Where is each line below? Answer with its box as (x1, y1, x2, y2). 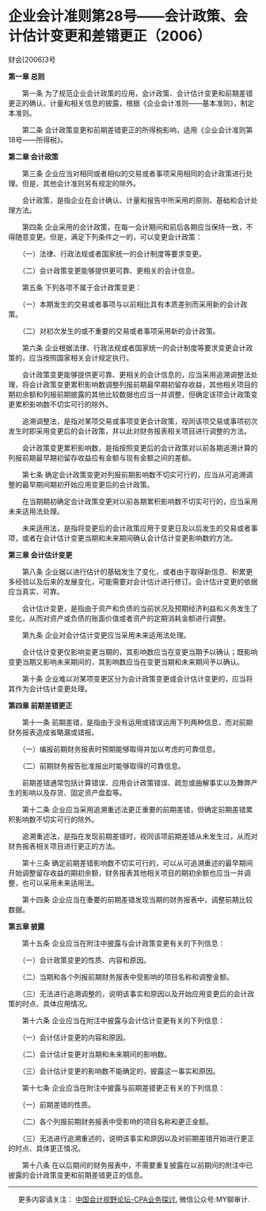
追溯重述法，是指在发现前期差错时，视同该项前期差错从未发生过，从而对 (21, 831, 258, 841)
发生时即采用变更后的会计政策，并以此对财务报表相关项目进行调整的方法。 (8, 426, 251, 436)
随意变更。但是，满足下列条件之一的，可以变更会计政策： (14, 231, 203, 242)
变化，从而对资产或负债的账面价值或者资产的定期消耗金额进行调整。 (8, 613, 230, 623)
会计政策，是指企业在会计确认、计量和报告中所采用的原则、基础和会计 (21, 195, 251, 204)
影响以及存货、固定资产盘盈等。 (21, 788, 127, 797)
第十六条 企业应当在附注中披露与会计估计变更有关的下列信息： (21, 1015, 226, 1025)
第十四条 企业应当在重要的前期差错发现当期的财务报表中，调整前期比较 (21, 895, 253, 904)
